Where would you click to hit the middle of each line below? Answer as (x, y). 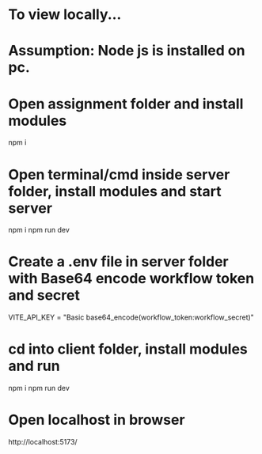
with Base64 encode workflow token (131, 279)
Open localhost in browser (97, 420)
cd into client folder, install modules (128, 349)
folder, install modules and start (115, 191)
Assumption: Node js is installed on (127, 51)
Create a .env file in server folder (118, 262)
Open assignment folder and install (126, 104)
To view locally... (65, 15)
